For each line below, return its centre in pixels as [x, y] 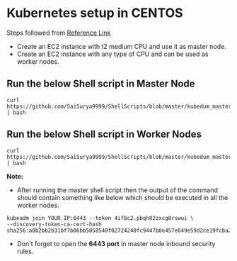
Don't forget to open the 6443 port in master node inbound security [116, 243]
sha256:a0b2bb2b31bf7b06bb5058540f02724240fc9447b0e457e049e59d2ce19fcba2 [119, 231]
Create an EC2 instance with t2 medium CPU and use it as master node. [122, 46]
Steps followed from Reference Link [59, 33]
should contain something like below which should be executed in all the [122, 197]
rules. [25, 251]
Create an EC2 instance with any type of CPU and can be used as [112, 54]
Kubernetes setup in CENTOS [95, 13]
